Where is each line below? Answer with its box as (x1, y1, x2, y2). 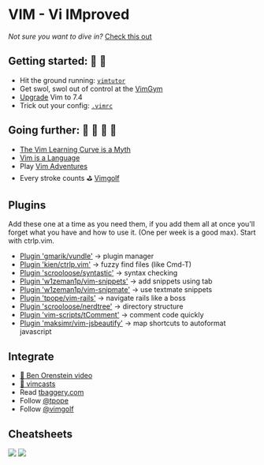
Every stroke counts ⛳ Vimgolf (19, 173, 120, 182)
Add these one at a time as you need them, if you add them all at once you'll (8, 219, 255, 229)
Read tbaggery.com (19, 388, 84, 397)
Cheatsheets (8, 427, 73, 441)
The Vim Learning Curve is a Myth (19, 144, 132, 154)
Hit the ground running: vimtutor (19, 75, 126, 84)
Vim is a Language (19, 152, 80, 163)
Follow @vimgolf (19, 404, 74, 414)
